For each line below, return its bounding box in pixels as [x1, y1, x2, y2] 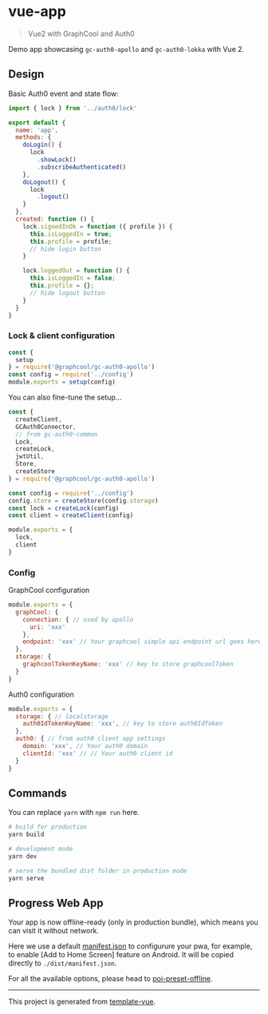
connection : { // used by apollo [22, 615, 134, 623]
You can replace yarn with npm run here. [8, 808, 140, 817]
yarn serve [8, 874, 45, 882]
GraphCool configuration [8, 586, 90, 595]
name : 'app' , [15, 126, 59, 134]
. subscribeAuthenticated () [37, 163, 127, 171]
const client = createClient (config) [8, 511, 134, 519]
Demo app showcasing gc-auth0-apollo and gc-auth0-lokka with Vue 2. [8, 44, 245, 54]
